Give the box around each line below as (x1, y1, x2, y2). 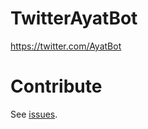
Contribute (10, 75, 103, 98)
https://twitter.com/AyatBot (10, 40, 122, 52)
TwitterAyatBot (10, 7, 138, 30)
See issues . (10, 108, 58, 120)
